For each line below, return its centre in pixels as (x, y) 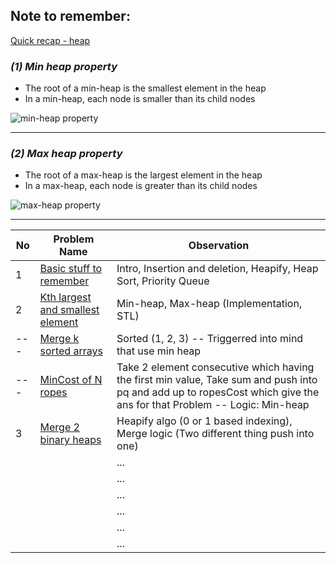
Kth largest (65, 297)
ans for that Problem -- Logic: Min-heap (213, 405)
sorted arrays (71, 351)
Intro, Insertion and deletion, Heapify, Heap (217, 269)
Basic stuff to (71, 269)
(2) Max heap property (66, 154)
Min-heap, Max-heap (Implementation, (209, 304)
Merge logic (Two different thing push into (215, 434)
